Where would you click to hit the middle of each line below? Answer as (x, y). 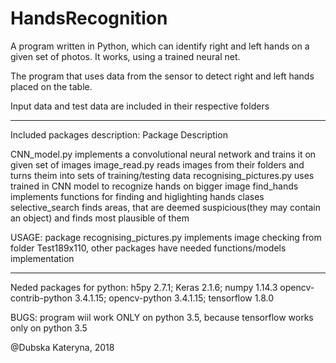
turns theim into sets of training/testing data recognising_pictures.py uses (162, 175)
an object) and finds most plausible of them (100, 218)
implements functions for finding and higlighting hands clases (137, 196)
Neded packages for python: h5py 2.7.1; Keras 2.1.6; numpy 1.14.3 (144, 287)
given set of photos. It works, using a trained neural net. (125, 56)
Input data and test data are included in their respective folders (140, 106)
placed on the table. (51, 86)
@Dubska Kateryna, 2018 (62, 347)
